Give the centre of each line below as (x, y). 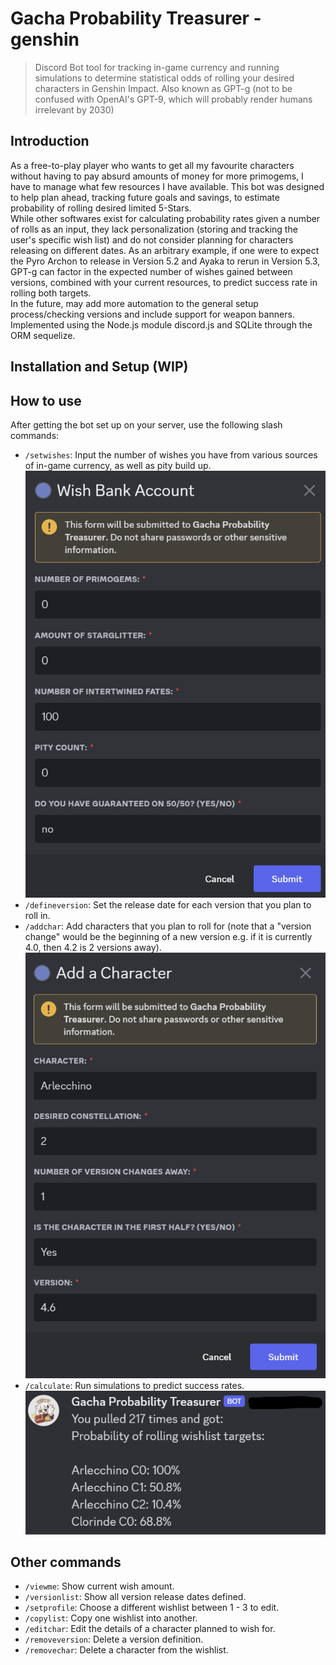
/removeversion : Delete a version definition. (114, 1639)
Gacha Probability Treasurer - (136, 18)
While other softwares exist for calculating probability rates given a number (165, 218)
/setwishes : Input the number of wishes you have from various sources (171, 454)
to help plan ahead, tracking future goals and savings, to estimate (145, 197)
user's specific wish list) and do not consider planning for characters (152, 239)
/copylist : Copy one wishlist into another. (111, 1618)
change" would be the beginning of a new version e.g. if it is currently (168, 936)
